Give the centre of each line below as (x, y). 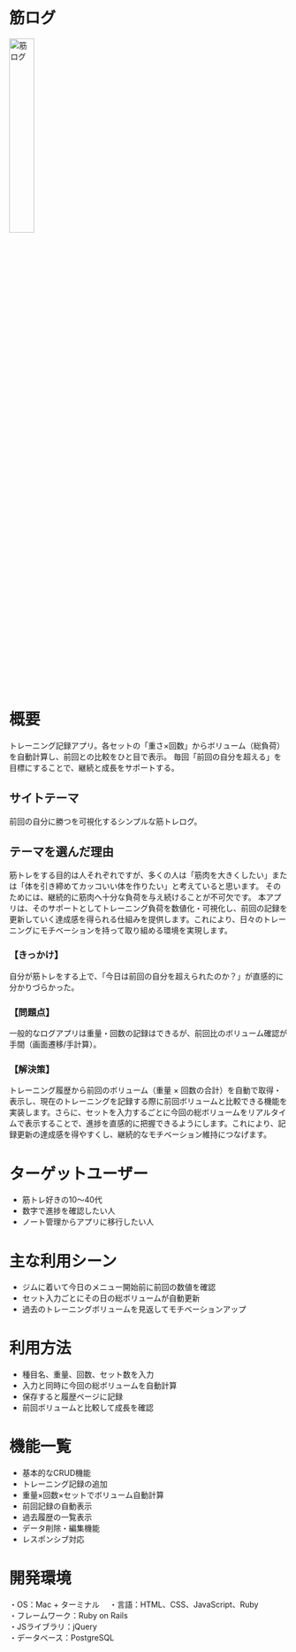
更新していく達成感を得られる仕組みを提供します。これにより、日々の (136, 919)
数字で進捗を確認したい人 (68, 1211)
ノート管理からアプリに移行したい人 (88, 1222)
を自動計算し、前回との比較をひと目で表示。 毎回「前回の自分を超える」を (145, 757)
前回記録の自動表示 (57, 1506)
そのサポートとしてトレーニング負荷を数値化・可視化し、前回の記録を (160, 908)
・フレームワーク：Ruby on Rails (68, 1616)
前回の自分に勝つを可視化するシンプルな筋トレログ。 (106, 821)
